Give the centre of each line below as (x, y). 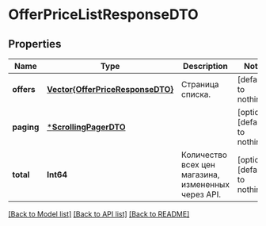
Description (205, 66)
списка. (196, 94)
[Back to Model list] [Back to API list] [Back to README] (99, 214)
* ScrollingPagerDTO (86, 127)
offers (24, 89)
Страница (200, 84)
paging (26, 127)
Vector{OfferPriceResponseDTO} (110, 89)
